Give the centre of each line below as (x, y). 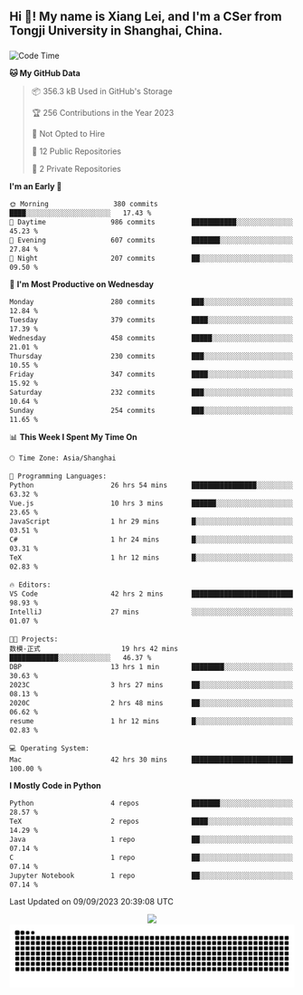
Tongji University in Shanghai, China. (116, 31)
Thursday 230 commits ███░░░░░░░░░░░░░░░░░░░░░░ (151, 357)
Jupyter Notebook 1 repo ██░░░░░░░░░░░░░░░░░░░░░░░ (151, 876)
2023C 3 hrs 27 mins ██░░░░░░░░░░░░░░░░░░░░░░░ (151, 685)
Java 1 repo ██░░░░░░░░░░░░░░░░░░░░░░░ (151, 840)
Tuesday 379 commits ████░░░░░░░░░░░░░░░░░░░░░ (151, 321)
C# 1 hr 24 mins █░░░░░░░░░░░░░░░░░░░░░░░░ (151, 540)
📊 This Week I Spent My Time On (73, 437)
